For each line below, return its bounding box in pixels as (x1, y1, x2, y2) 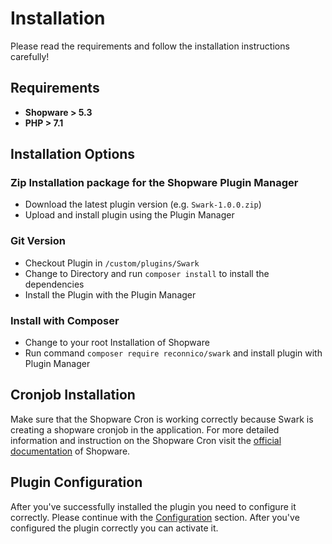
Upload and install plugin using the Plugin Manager (24, 209, 235, 221)
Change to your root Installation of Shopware (24, 337, 210, 349)
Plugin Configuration (10, 474, 143, 491)
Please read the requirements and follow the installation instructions (10, 40, 290, 52)
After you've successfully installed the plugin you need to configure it (10, 500, 297, 512)
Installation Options (10, 146, 136, 163)
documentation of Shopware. (10, 445, 131, 457)
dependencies (24, 278, 85, 290)
